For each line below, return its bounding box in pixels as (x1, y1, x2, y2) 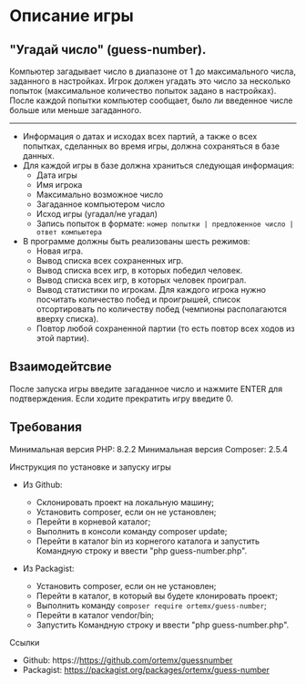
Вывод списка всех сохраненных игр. (36, 255, 184, 265)
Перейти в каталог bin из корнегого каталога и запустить (36, 535, 260, 546)
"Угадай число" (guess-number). (9, 42, 207, 57)
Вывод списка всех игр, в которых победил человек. (36, 265, 243, 275)
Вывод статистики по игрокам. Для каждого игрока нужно (36, 285, 267, 295)
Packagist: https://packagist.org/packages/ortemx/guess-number (22, 664, 270, 675)
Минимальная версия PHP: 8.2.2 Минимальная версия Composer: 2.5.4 (9, 443, 289, 454)
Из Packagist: (22, 563, 75, 574)
